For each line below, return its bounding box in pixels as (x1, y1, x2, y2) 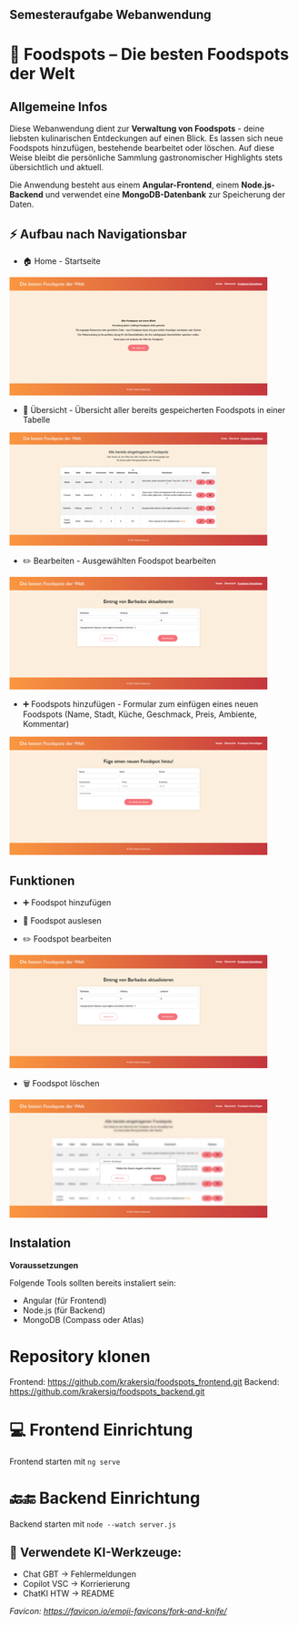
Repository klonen (9, 1346, 151, 1367)
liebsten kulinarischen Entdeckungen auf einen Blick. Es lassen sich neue (9, 133, 283, 144)
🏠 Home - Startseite (22, 256, 102, 267)
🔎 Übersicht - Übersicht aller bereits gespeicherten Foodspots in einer (22, 405, 286, 416)
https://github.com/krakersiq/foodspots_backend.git (9, 1386, 205, 1397)
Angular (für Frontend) (22, 1295, 107, 1306)
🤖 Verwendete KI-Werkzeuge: (9, 1544, 182, 1559)
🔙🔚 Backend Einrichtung (9, 1488, 201, 1509)
